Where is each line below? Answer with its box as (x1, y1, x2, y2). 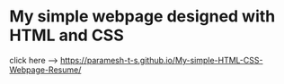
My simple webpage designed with (9, 6, 276, 27)
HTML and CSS (9, 25, 124, 46)
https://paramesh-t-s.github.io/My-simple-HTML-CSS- (59, 55, 263, 65)
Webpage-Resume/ (9, 64, 82, 75)
